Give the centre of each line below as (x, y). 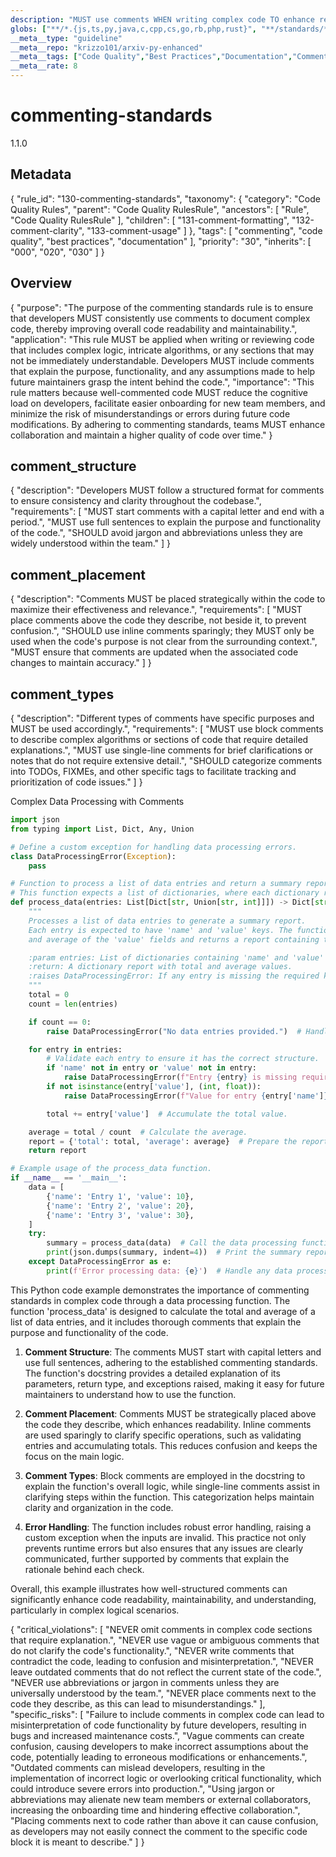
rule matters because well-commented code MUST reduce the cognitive (159, 392)
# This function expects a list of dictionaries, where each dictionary (165, 893)
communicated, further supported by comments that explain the (157, 1558)
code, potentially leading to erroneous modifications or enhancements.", (159, 1757)
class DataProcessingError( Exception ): (93, 856)
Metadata (41, 174)
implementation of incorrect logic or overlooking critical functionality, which (166, 1778)
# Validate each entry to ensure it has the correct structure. (183, 1059)
